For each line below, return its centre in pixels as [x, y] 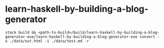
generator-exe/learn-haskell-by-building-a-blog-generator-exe [71, 37]
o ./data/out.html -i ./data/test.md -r [47, 41]
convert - [150, 37]
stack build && [21, 32]
